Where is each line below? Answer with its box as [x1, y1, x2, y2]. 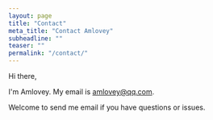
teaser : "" [8, 42, 45, 50]
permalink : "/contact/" [8, 49, 89, 57]
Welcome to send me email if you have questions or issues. [8, 102, 206, 112]
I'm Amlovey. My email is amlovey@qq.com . [8, 87, 155, 97]
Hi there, [8, 72, 37, 81]
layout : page [8, 11, 52, 20]
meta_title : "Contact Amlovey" [8, 27, 114, 35]
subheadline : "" [8, 34, 63, 43]
